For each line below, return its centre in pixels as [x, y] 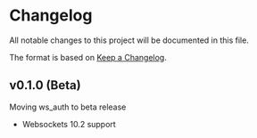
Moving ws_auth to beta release [68, 107]
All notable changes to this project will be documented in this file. [129, 40]
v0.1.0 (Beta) [46, 85]
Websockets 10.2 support [69, 124]
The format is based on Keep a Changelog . [88, 57]
